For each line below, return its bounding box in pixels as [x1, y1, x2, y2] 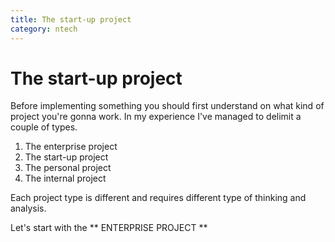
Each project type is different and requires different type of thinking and [10, 192, 307, 204]
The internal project [24, 172, 107, 185]
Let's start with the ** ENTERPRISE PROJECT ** [10, 222, 208, 234]
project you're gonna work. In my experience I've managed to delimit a [10, 111, 302, 123]
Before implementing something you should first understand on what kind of [10, 100, 325, 112]
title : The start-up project [10, 14, 132, 25]
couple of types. [10, 121, 78, 133]
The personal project [24, 162, 112, 174]
